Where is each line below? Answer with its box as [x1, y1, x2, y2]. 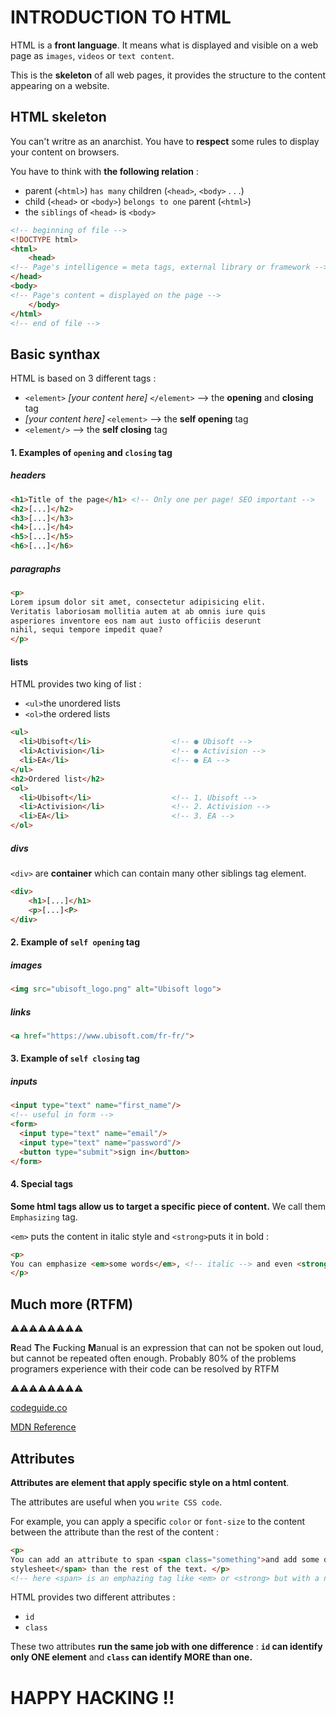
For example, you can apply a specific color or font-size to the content [10, 1515, 306, 1527]
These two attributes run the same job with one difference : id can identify [10, 1641, 323, 1653]
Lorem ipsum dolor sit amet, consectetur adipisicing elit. [10, 597, 267, 607]
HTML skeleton [10, 109, 107, 126]
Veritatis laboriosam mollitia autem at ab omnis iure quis [10, 606, 267, 616]
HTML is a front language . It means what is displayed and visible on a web [10, 39, 319, 51]
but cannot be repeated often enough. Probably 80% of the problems [10, 1352, 297, 1365]
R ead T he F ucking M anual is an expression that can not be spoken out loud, [10, 1342, 324, 1354]
